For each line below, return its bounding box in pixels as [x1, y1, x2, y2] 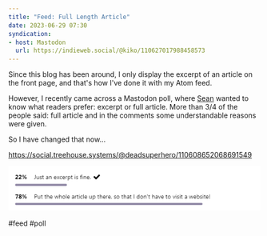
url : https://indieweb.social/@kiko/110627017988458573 [15, 46, 205, 55]
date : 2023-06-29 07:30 [8, 21, 88, 30]
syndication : [8, 30, 52, 38]
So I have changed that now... [8, 134, 106, 144]
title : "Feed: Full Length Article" [8, 13, 130, 21]
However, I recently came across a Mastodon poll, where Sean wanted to [8, 94, 249, 103]
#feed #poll [8, 218, 46, 228]
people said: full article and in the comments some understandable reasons [8, 110, 257, 120]
